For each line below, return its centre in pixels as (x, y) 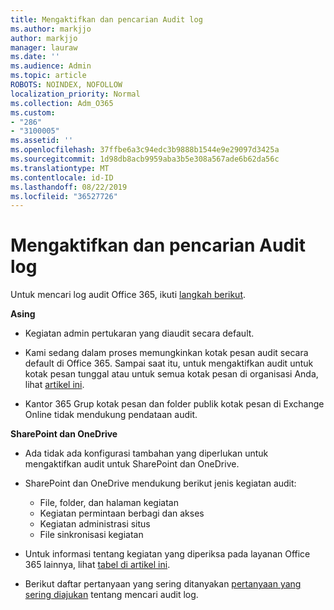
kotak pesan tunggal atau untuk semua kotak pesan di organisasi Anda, (171, 374)
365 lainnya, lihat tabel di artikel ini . (97, 565)
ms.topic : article (48, 76)
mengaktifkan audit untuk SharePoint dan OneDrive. (132, 464)
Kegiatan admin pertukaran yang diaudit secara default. (139, 333)
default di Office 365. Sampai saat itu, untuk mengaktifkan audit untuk (169, 363)
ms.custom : (33, 112)
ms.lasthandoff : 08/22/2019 (69, 187)
